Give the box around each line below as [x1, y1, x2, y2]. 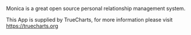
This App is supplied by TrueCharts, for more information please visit [6, 16, 173, 23]
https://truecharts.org [6, 23, 59, 29]
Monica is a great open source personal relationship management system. [6, 5, 186, 12]
